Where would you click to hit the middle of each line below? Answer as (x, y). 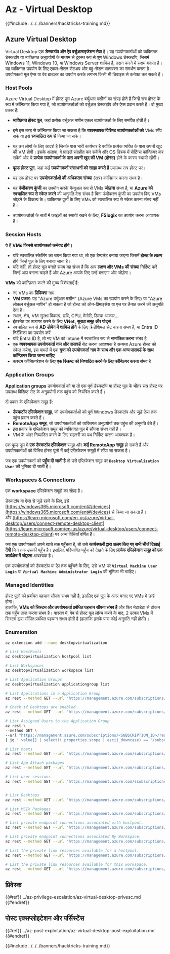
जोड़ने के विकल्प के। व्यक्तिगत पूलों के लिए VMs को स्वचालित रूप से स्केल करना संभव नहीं (85, 200)
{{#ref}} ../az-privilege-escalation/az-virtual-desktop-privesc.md (73, 897)
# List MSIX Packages (28, 809)
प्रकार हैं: (12, 110)
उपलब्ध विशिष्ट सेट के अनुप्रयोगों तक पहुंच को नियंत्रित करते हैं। (55, 392)
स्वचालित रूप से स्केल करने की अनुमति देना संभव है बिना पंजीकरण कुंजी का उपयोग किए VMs (87, 194)
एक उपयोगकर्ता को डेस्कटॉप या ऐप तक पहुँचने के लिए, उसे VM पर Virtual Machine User (81, 565)
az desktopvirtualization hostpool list (49, 657)
